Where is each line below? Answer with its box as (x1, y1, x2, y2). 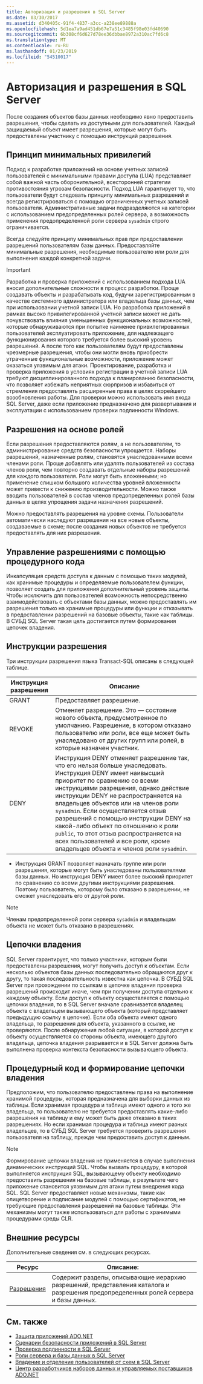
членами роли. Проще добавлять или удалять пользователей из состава (6, 460, 195, 467)
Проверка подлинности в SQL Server (14, 1345, 111, 1353)
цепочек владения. (6, 624, 56, 631)
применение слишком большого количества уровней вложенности (6, 479, 181, 486)
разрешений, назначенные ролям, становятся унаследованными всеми (6, 453, 193, 461)
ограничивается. (6, 223, 50, 231)
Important (6, 266, 31, 274)
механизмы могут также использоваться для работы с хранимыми (6, 1208, 181, 1216)
